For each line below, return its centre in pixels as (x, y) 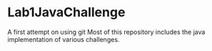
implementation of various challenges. (64, 39)
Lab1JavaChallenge (66, 12)
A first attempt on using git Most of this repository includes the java (106, 32)
